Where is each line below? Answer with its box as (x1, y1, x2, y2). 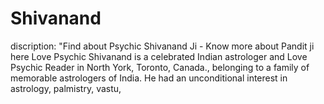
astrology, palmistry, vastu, (10, 82, 122, 94)
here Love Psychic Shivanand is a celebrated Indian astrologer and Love (10, 50, 308, 62)
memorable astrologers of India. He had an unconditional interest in (10, 72, 288, 84)
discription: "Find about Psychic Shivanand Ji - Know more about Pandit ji (10, 40, 315, 52)
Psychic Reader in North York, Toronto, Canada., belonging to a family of (10, 61, 310, 73)
